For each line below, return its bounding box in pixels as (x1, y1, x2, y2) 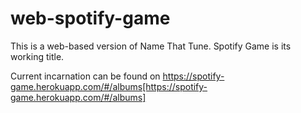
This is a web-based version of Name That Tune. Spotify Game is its (10, 40, 292, 52)
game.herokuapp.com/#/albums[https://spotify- (10, 80, 208, 92)
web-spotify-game (10, 7, 171, 30)
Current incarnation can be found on (10, 70, 161, 82)
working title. (10, 50, 65, 62)
